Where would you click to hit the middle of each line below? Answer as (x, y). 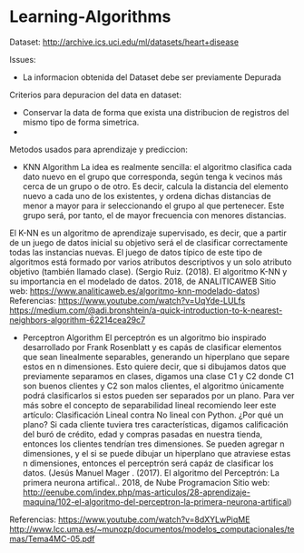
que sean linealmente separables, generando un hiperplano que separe (156, 357)
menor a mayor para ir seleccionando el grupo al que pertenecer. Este (153, 206)
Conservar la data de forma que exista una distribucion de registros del (156, 112)
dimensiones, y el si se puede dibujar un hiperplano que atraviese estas (157, 453)
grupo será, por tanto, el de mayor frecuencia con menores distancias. (154, 215)
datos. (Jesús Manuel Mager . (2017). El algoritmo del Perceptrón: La (151, 473)
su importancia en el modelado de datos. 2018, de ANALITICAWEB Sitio (143, 281)
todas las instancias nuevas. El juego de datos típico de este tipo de (136, 252)
